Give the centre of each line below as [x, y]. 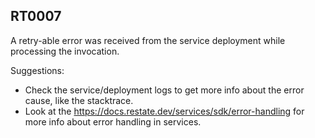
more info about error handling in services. [113, 121]
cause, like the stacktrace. [79, 100]
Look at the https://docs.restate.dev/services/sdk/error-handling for [164, 111]
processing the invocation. [65, 51]
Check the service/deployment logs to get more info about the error [164, 90]
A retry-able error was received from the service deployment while [148, 40]
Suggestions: [37, 70]
